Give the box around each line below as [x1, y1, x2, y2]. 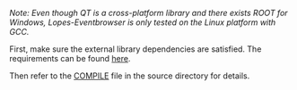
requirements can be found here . [9, 53, 131, 63]
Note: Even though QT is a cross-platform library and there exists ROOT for [9, 8, 289, 18]
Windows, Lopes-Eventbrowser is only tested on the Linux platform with [9, 17, 276, 28]
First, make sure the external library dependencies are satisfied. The [9, 44, 262, 54]
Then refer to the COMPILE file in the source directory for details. [9, 70, 250, 81]
